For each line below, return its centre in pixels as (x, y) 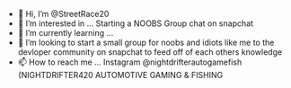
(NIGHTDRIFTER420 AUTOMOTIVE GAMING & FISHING (120, 75)
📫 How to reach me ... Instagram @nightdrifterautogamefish (130, 62)
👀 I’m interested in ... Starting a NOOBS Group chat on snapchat (136, 23)
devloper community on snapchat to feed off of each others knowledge (150, 52)
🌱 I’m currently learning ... (66, 33)
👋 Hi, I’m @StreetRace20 (63, 14)
